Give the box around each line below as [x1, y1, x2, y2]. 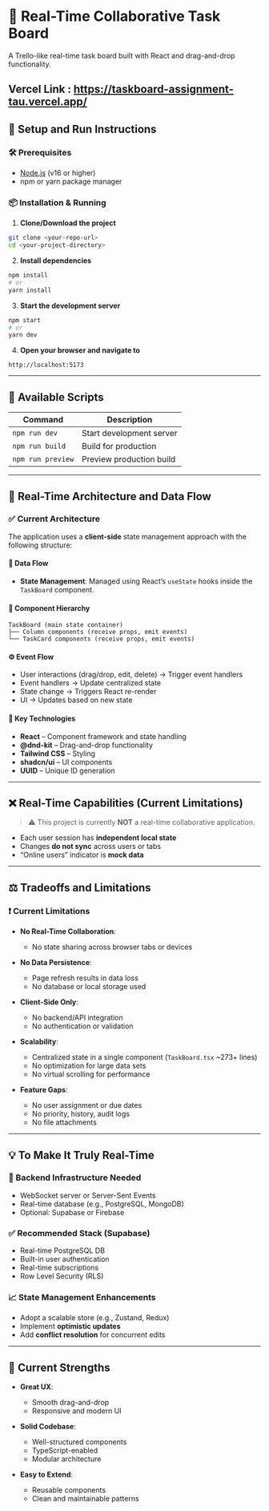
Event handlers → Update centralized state [19, 678, 162, 688]
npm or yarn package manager [19, 176, 122, 187]
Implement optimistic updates [19, 1322, 122, 1331]
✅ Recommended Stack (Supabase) [8, 1227, 151, 1238]
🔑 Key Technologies [8, 713, 76, 724]
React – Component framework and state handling [19, 731, 187, 741]
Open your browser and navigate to [19, 345, 140, 355]
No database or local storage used [31, 982, 147, 992]
